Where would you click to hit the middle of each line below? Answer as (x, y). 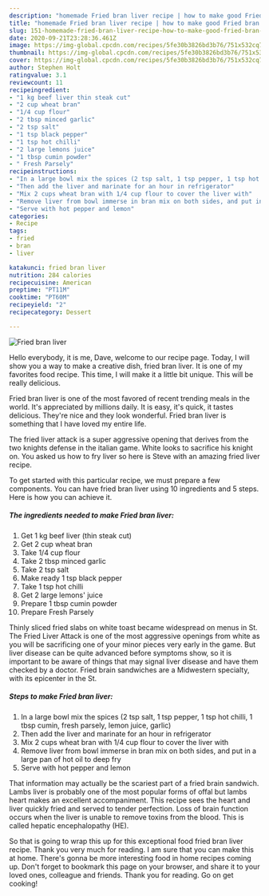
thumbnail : (27, 53)
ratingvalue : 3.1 (38, 75)
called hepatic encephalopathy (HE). (69, 825)
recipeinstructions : (44, 172)
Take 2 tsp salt (45, 569)
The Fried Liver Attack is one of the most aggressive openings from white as (134, 636)
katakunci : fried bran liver (57, 268)
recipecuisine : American (50, 283)
